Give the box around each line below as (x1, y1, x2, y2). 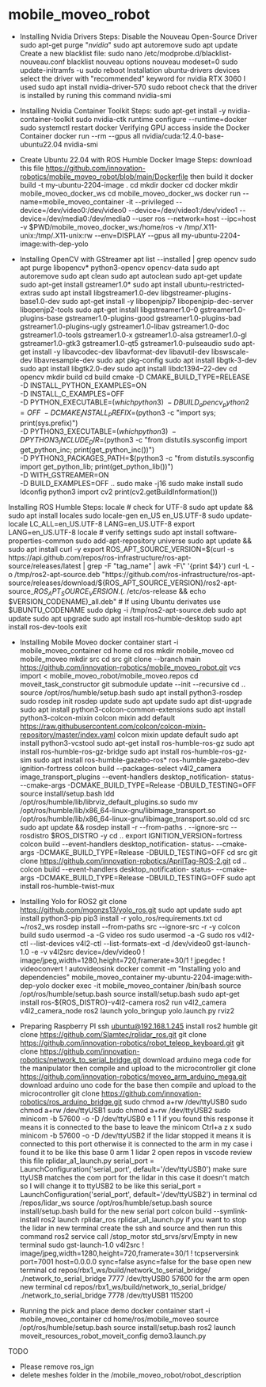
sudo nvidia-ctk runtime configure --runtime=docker (75, 114, 248, 123)
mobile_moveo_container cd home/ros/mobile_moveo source (19, 1314, 219, 1324)
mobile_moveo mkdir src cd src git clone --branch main (19, 655, 201, 664)
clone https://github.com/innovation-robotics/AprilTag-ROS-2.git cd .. (19, 857, 247, 866)
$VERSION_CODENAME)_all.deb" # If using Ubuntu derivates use (8, 597, 222, 606)
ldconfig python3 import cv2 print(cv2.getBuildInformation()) (19, 487, 218, 496)
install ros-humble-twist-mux (19, 881, 115, 891)
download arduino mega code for (142, 1055, 252, 1065)
